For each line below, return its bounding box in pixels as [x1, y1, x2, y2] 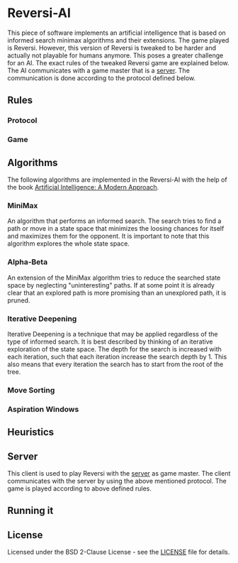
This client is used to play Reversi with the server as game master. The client [7, 469, 231, 477]
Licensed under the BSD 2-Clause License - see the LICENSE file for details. [7, 548, 230, 557]
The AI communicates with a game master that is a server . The [7, 66, 190, 75]
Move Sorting [7, 385, 55, 395]
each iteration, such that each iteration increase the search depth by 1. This [7, 352, 227, 361]
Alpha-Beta [7, 257, 48, 267]
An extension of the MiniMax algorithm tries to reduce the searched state [7, 273, 221, 282]
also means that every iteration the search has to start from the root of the [7, 360, 224, 368]
